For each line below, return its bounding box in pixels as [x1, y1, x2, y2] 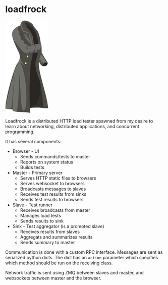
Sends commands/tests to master [20, 153, 90, 159]
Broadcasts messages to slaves [20, 186, 86, 192]
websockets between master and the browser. [5, 275, 102, 281]
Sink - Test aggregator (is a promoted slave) [12, 223, 104, 229]
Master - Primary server [12, 169, 63, 176]
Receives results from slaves [20, 229, 80, 235]
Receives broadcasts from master [20, 207, 91, 213]
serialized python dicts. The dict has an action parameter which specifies [5, 254, 158, 260]
